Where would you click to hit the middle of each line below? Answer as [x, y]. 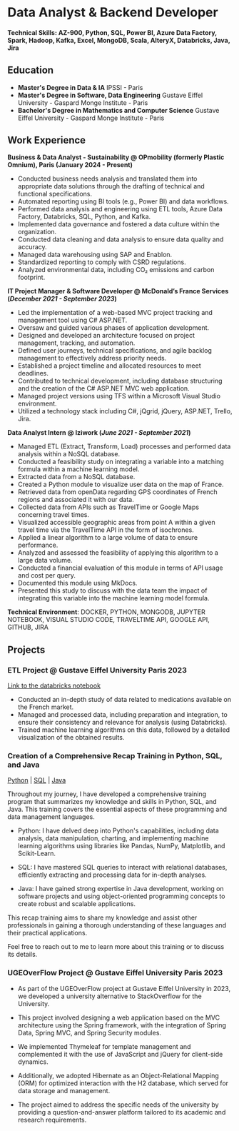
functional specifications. [55, 194]
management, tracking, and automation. [76, 343]
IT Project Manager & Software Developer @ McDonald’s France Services [118, 291]
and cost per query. [47, 575]
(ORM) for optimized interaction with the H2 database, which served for [123, 1083]
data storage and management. [64, 1090]
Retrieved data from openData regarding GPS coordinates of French [117, 492]
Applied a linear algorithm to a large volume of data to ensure [108, 538]
